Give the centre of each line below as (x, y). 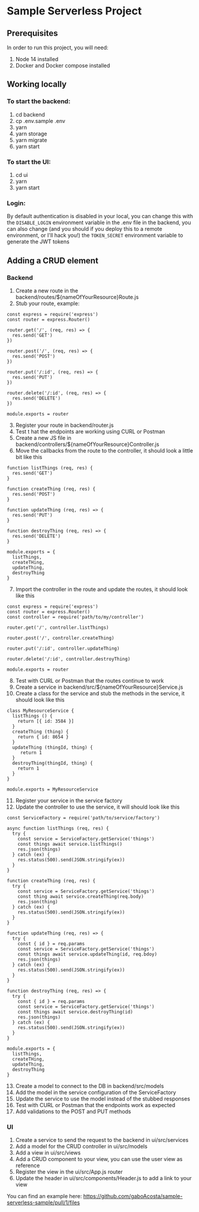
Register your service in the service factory (69, 800)
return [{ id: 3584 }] (46, 721)
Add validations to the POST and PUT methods (73, 1111)
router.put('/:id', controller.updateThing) (63, 649)
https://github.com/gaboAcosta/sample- (133, 1196)
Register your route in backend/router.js (64, 425)
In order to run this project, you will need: (58, 47)
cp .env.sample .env (40, 120)
